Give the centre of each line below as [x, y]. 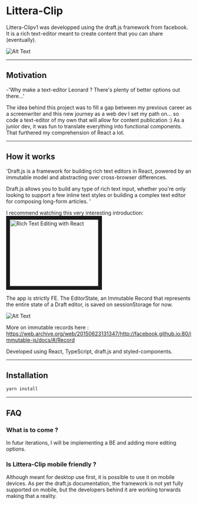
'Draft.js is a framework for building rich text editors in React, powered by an [99, 171]
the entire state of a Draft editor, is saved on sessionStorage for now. [89, 304]
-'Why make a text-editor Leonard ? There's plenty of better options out [93, 89]
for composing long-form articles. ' [49, 201]
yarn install [22, 389]
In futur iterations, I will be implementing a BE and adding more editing [91, 442]
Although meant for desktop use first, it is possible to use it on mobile [90, 477]
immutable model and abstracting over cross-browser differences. [87, 177]
